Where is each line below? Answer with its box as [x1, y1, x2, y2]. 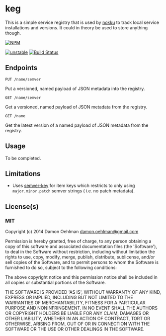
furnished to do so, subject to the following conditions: [5, 264, 117, 271]
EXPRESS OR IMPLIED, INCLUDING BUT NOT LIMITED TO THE [5, 294, 133, 301]
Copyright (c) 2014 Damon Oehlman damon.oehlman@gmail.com [5, 229, 139, 235]
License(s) [5, 202, 39, 211]
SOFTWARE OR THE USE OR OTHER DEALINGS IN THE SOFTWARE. [5, 326, 145, 332]
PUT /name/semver [5, 77, 41, 82]
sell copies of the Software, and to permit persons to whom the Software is [5, 259, 159, 265]
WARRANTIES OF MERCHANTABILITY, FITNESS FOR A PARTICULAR [5, 300, 146, 306]
